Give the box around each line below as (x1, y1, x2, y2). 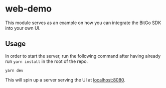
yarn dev (5, 68, 24, 73)
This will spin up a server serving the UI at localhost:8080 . (5, 76, 125, 83)
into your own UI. (5, 25, 41, 31)
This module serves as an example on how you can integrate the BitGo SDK (5, 20, 161, 26)
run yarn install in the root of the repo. (5, 58, 88, 64)
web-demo (5, 3, 52, 15)
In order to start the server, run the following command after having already (5, 53, 161, 59)
